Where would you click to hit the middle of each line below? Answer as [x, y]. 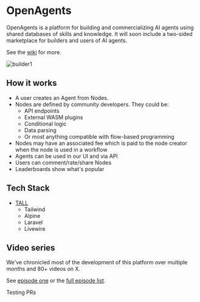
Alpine [32, 216]
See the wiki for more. [34, 52]
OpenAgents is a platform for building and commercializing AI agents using [100, 27]
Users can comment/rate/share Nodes [63, 163]
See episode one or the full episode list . [56, 281]
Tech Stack [28, 188]
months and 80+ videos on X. [43, 269]
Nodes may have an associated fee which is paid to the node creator [101, 143]
